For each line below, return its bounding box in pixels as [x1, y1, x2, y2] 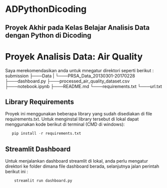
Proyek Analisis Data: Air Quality [5, 51, 143, 62]
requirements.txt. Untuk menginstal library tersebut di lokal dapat [5, 116, 139, 122]
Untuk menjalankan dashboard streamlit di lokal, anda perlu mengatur [5, 158, 148, 164]
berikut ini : [5, 169, 28, 175]
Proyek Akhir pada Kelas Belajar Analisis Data [5, 23, 150, 32]
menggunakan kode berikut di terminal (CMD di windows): [5, 121, 125, 127]
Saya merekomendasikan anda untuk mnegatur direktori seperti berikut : [5, 67, 154, 73]
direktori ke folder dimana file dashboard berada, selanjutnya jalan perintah [5, 163, 160, 170]
